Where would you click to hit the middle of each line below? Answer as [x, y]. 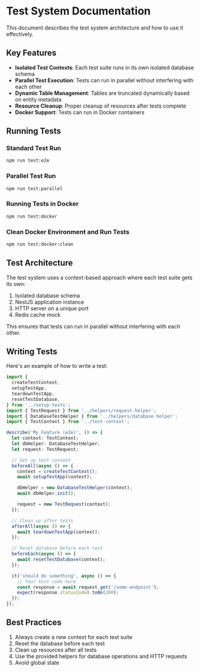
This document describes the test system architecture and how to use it [95, 28]
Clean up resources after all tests [56, 650]
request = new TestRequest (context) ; [64, 504]
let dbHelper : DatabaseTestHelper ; [56, 444]
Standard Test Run [34, 148]
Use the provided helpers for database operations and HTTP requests [101, 656]
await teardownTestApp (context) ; [59, 532]
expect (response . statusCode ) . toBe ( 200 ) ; [68, 593]
